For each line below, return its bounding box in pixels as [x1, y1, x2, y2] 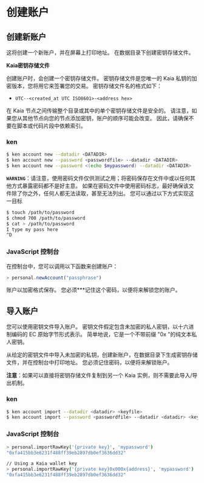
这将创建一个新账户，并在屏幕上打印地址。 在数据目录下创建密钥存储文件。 [6, 49, 194, 56]
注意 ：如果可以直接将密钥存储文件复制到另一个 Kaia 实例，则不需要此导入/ [6, 372, 192, 379]
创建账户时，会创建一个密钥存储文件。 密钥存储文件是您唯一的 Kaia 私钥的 [6, 75, 192, 82]
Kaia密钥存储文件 [6, 62, 50, 69]
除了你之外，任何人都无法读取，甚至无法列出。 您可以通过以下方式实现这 [11, 190, 194, 197]
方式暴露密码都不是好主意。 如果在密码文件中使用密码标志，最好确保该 [11, 182, 189, 189]
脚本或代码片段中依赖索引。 [16, 122, 86, 129]
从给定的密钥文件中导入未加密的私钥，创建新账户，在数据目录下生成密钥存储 [6, 351, 198, 358]
